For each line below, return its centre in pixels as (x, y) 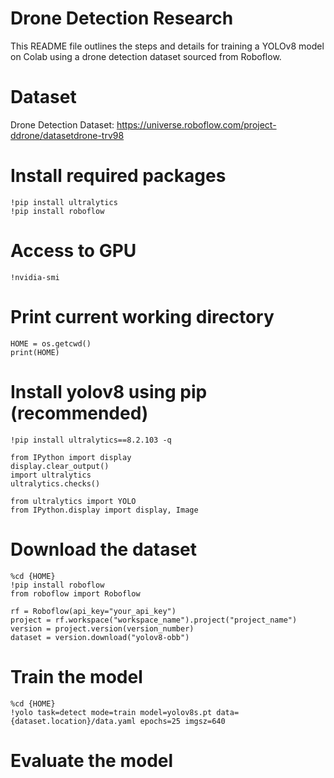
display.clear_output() (60, 466)
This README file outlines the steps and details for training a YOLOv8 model (167, 46)
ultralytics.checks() (55, 483)
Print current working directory (142, 316)
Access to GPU (73, 251)
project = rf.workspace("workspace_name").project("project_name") (154, 620)
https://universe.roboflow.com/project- (196, 124)
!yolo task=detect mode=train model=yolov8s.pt (111, 712)
